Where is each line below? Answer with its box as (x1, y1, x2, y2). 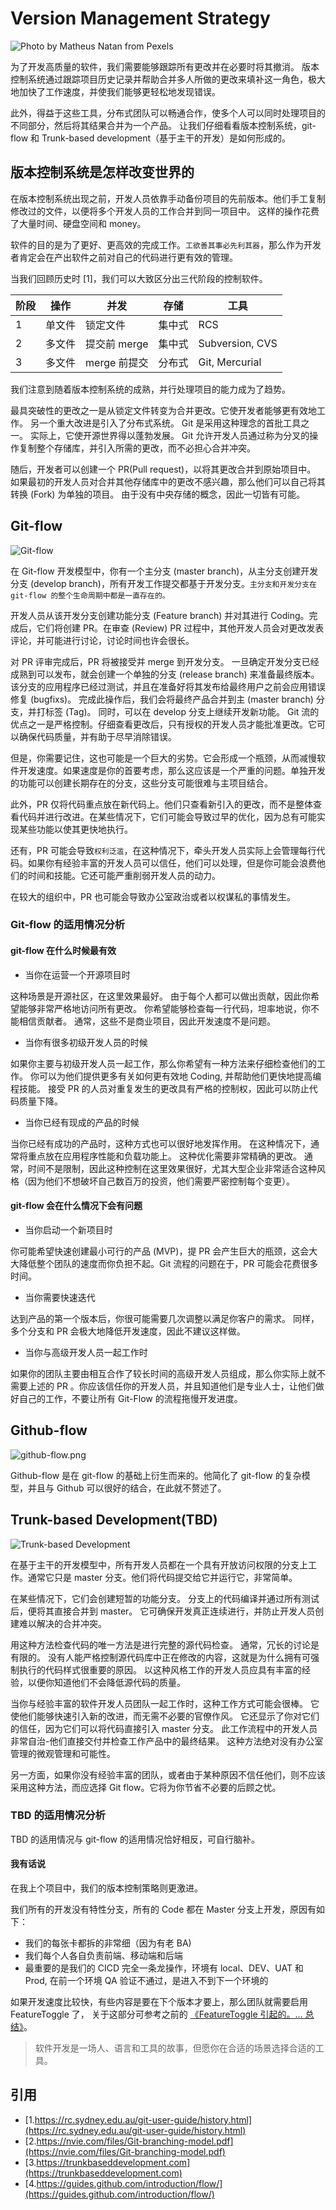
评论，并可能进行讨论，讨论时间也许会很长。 (10, 634, 195, 646)
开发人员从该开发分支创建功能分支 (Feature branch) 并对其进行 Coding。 (10, 609, 310, 621)
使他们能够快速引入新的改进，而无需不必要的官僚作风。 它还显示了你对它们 (10, 1710, 320, 1722)
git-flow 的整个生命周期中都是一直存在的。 (10, 590, 170, 601)
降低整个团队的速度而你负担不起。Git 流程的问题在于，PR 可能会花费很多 (18, 1257, 319, 1269)
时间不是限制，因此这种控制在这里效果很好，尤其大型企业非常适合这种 (27, 1162, 317, 1174)
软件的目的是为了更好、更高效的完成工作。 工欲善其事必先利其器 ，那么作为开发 (10, 238, 322, 251)
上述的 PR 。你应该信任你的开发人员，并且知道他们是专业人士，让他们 (27, 1380, 316, 1392)
